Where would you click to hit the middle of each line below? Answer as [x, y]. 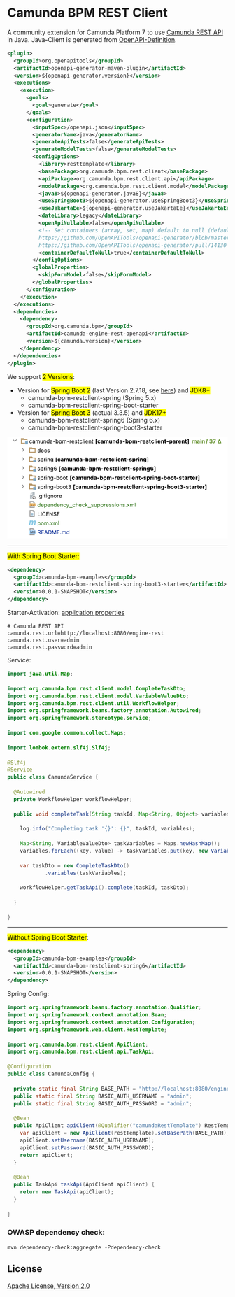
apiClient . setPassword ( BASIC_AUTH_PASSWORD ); [87, 1148]
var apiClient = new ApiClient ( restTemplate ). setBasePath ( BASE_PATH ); [125, 1133]
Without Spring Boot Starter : [48, 937]
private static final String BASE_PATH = [75, 1089]
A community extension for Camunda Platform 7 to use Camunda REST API [115, 32]
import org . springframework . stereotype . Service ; [79, 718]
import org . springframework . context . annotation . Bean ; [87, 1015]
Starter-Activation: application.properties [66, 613]
